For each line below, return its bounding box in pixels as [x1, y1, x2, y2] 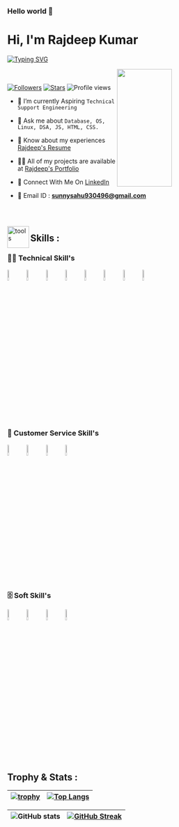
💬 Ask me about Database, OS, [17, 116, 106, 125]
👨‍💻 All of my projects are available [17, 157, 116, 165]
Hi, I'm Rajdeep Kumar [7, 32, 139, 48]
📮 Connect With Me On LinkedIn [17, 178, 110, 186]
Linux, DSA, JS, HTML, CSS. [17, 123, 99, 131]
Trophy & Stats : [7, 771, 78, 783]
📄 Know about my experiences [17, 136, 106, 144]
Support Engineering [17, 104, 77, 111]
